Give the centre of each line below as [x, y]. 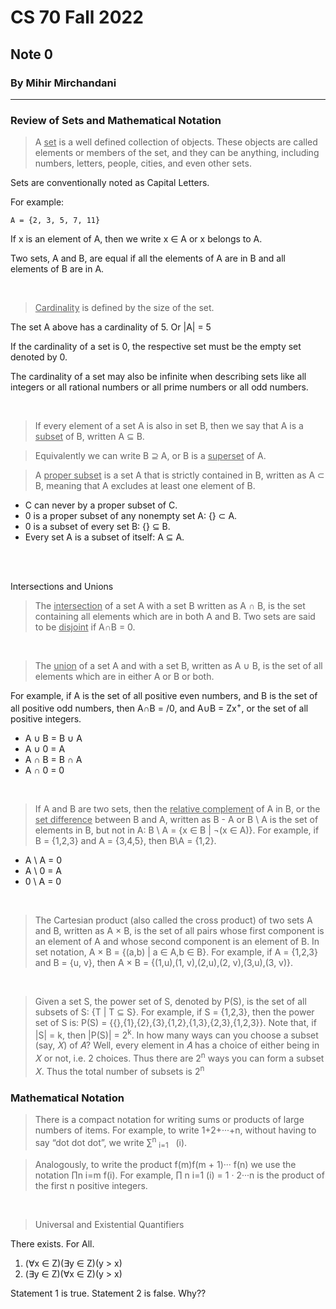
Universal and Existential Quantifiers [109, 1224]
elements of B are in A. [57, 269]
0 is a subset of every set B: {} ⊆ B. [97, 527]
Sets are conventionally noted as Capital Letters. [110, 183]
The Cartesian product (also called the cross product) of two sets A [173, 920]
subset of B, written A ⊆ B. [89, 437]
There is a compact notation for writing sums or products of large [169, 1120]
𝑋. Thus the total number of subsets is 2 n [119, 1070]
